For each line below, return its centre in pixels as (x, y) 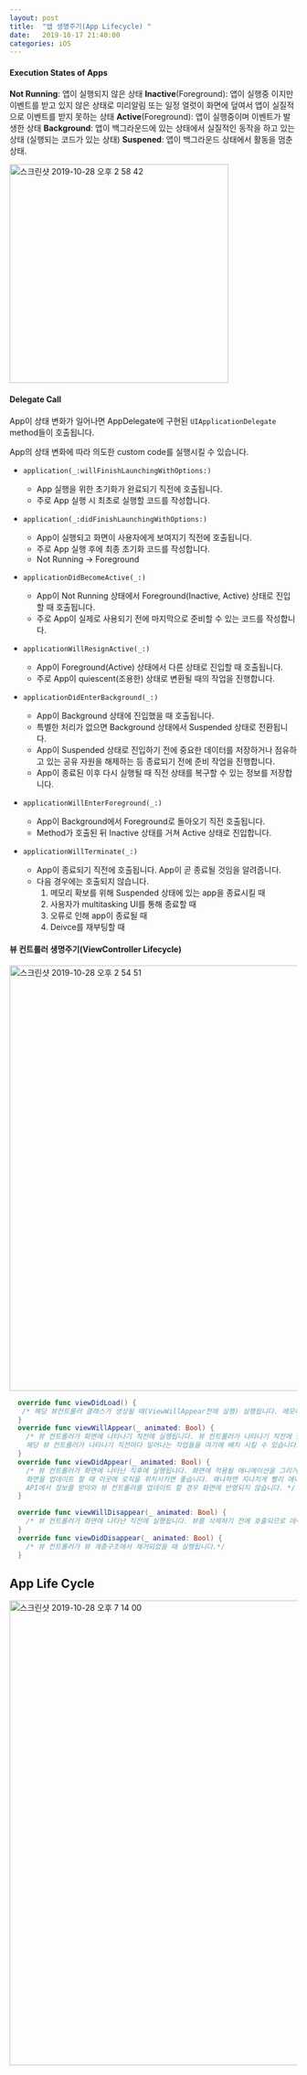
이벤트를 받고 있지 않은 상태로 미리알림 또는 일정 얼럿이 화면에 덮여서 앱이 (140, 105)
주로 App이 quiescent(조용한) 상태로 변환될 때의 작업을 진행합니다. (156, 678)
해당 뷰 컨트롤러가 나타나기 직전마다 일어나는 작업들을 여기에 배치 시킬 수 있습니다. (163, 1445)
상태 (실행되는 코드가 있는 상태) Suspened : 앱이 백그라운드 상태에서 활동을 (143, 140)
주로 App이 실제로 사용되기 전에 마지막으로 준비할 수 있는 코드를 (150, 619)
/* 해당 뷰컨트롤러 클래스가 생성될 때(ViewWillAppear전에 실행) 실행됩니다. (150, 1411)
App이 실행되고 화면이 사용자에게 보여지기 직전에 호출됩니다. (144, 537)
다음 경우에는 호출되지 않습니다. (92, 881)
